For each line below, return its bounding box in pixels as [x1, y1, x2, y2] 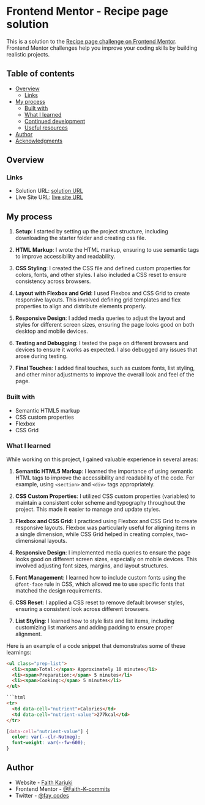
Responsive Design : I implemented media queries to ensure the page [15, 548, 191, 556]
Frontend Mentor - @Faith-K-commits [15, 785, 110, 793]
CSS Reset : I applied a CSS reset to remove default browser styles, [15, 599, 185, 606]
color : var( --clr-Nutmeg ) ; [12, 734, 81, 741]
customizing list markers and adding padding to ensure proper [15, 623, 173, 631]
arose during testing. [15, 352, 68, 360]
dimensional [15, 537, 47, 544]
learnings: [6, 648, 32, 656]
